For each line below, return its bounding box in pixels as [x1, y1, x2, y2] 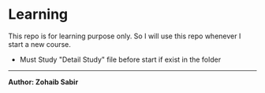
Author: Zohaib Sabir [8, 77, 79, 87]
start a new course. [8, 39, 71, 48]
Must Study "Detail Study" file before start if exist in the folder [19, 55, 222, 64]
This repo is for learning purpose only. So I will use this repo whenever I [8, 31, 241, 41]
